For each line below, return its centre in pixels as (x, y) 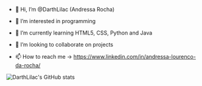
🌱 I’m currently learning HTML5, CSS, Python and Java (84, 33)
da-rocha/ (28, 65)
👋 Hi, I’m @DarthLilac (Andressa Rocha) (65, 9)
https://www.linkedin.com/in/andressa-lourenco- (135, 57)
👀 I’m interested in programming (55, 21)
